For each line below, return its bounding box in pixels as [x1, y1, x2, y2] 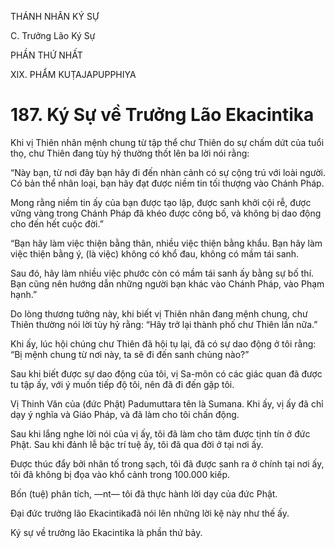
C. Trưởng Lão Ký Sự [10, 30, 96, 41]
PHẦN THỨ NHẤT [10, 49, 83, 61]
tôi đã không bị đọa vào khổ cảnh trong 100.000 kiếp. [10, 468, 231, 480]
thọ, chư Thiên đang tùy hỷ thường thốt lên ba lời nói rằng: [10, 147, 250, 159]
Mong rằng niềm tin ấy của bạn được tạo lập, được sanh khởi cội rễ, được [10, 196, 312, 208]
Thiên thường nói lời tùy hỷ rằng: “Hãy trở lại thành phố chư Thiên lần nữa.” [10, 318, 318, 330]
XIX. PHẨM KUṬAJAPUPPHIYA [10, 69, 137, 80]
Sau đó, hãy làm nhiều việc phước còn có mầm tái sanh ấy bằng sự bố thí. [10, 267, 315, 279]
